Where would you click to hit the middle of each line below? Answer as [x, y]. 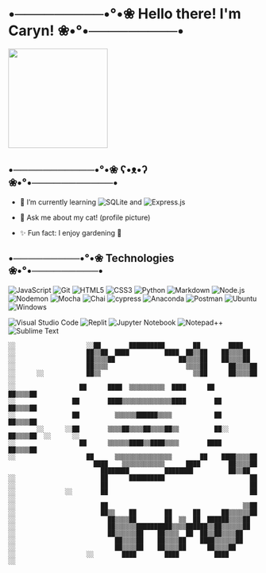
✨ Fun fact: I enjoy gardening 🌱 [71, 232]
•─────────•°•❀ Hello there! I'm [125, 14]
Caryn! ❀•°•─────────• [96, 31]
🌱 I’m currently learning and [81, 202]
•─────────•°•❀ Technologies [91, 258]
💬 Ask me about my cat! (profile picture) [85, 217]
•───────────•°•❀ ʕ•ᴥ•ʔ [78, 170]
